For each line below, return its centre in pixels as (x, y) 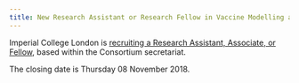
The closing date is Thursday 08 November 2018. (100, 69)
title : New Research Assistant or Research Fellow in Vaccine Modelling (147, 17)
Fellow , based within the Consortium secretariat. (98, 52)
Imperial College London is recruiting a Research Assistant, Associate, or (142, 42)
